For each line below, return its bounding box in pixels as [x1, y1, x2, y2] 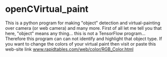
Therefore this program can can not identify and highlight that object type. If [5, 36, 162, 42]
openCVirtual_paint [5, 3, 88, 15]
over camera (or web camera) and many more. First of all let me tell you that [5, 25, 162, 31]
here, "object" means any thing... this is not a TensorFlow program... [5, 30, 146, 36]
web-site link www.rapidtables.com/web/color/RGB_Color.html [5, 46, 134, 52]
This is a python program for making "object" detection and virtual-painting [5, 20, 160, 26]
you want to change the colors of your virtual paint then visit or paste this [5, 41, 156, 47]
